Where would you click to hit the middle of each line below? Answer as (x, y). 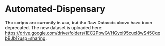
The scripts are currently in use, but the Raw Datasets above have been (79, 23)
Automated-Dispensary (55, 9)
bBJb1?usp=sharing (25, 38)
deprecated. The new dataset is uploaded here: (54, 27)
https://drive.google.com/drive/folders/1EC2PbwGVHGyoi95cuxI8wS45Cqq (83, 33)
